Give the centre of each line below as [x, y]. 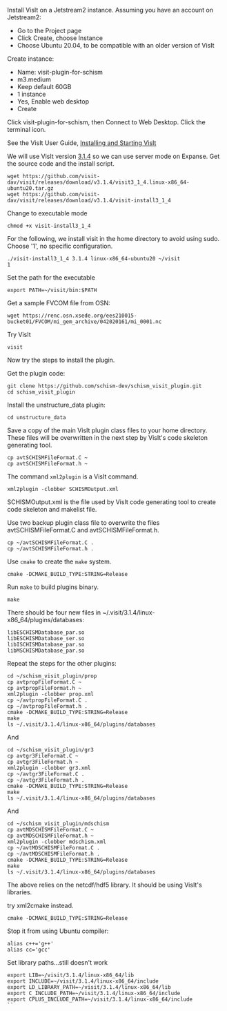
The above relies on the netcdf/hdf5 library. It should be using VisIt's [105, 885]
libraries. [20, 892]
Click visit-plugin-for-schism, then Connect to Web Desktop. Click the [106, 122]
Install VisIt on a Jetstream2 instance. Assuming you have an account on [110, 10]
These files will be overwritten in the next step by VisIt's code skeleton [108, 437]
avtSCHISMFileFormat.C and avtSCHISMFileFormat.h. [83, 530]
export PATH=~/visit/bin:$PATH [52, 290]
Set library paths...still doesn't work [58, 962]
